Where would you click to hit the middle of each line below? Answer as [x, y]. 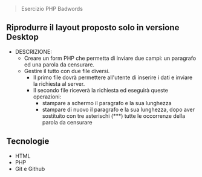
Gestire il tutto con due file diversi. [67, 71]
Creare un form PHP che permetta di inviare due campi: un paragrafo [110, 58]
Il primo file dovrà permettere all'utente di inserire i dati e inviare [113, 77]
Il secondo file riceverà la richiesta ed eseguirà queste [100, 90]
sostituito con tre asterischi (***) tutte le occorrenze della [114, 116]
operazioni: [47, 97]
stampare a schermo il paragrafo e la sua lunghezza [107, 103]
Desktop [23, 37]
